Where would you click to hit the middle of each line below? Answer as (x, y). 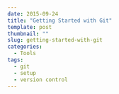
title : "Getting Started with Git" (60, 20)
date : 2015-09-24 (33, 14)
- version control (41, 80)
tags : (15, 60)
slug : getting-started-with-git (55, 40)
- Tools (25, 54)
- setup (25, 73)
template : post (30, 27)
